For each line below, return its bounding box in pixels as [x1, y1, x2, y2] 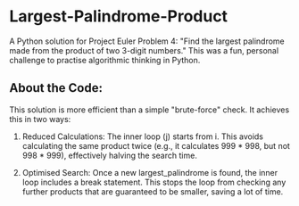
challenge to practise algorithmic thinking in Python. [9, 54, 201, 65]
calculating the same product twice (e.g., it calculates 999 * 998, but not [21, 140, 290, 151]
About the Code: [9, 80, 104, 95]
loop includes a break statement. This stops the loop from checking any [21, 177, 287, 187]
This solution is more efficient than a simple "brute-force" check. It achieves [9, 104, 290, 115]
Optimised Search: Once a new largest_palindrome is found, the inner [21, 167, 278, 177]
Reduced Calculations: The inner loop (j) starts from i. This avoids [21, 131, 264, 142]
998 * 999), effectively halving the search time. [21, 150, 198, 161]
